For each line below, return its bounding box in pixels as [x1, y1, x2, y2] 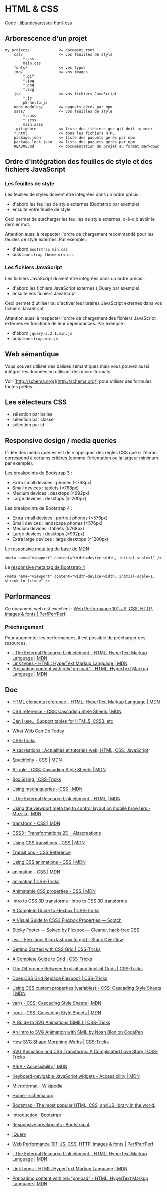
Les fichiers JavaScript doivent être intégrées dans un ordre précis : [5, 275, 145, 281]
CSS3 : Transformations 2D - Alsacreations [12, 830, 101, 836]
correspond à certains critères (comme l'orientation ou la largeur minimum [5, 455, 158, 461]
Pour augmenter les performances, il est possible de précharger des [5, 635, 146, 641]
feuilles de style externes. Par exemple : [5, 236, 87, 243]
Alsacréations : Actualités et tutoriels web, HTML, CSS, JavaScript [12, 747, 149, 753]
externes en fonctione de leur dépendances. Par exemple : [5, 320, 126, 326]
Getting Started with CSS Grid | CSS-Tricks [12, 946, 101, 952]
